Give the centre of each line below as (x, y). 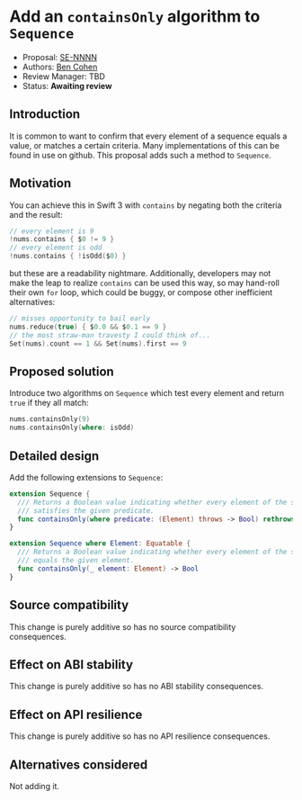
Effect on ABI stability (71, 665)
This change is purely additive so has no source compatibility (123, 626)
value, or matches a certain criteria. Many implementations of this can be (145, 145)
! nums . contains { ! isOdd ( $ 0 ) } (68, 256)
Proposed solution (62, 371)
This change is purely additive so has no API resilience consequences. (140, 736)
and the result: (36, 214)
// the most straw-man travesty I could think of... (110, 335)
